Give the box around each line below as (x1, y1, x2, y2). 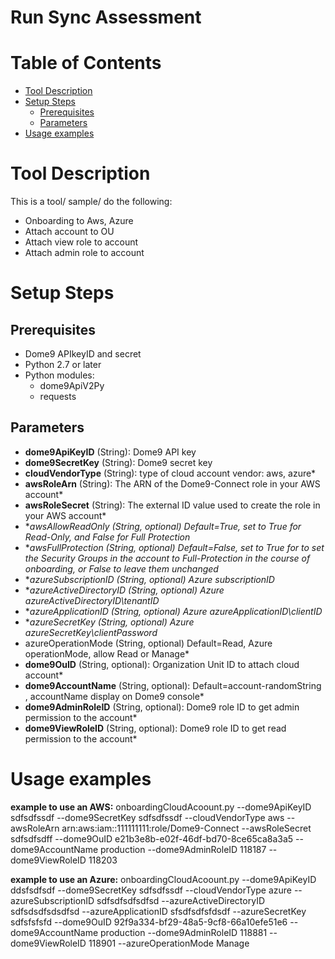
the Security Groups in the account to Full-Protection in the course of (24, 552, 311, 564)
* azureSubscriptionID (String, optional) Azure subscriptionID (24, 573, 275, 585)
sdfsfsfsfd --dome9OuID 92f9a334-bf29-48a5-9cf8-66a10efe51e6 (10, 916, 288, 928)
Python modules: (24, 369, 95, 381)
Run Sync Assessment (10, 6, 202, 29)
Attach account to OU (24, 226, 115, 238)
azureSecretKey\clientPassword (24, 626, 158, 638)
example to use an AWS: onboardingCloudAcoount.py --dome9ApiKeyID (10, 801, 312, 813)
